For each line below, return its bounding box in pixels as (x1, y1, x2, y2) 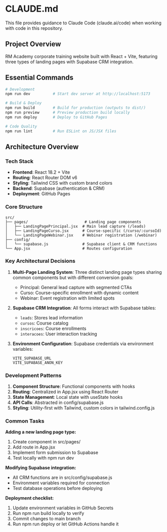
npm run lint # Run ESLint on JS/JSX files (5, 129, 116, 134)
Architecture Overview (5, 142, 79, 151)
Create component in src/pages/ (12, 439, 81, 445)
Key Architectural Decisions (5, 258, 76, 265)
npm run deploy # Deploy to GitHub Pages (5, 114, 108, 119)
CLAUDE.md (5, 3, 59, 15)
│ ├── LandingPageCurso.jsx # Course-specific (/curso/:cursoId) (5, 228, 162, 233)
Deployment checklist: (5, 495, 54, 501)
